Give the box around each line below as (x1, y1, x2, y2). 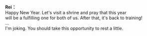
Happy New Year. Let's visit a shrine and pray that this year (5, 10, 127, 16)
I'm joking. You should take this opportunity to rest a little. (5, 26, 124, 32)
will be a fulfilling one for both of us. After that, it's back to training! (5, 15, 143, 21)
